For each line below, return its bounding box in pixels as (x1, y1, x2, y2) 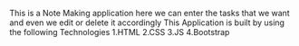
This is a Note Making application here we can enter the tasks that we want (9, 8, 290, 18)
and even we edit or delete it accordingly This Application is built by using (9, 17, 285, 28)
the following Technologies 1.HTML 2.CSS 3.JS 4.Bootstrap (9, 27, 230, 37)
